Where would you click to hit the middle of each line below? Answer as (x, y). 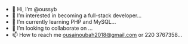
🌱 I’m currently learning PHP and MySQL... (64, 22)
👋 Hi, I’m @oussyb (34, 9)
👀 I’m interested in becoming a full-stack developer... (77, 15)
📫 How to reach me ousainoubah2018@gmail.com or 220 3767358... (97, 35)
